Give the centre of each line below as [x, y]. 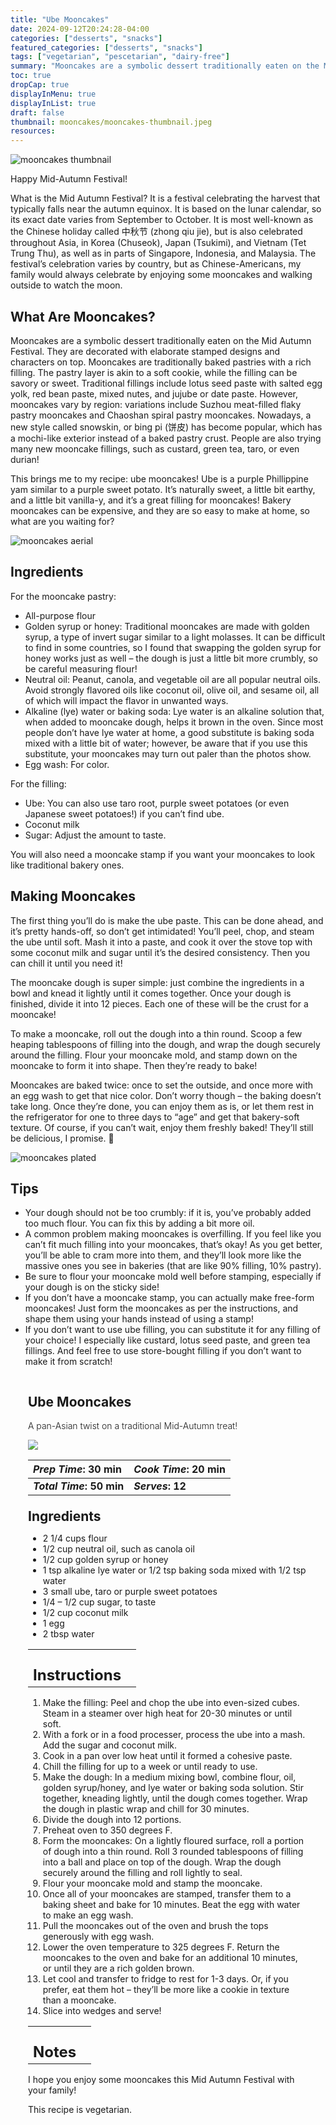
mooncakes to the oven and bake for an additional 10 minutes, [170, 1958]
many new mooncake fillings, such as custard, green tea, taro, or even [155, 448]
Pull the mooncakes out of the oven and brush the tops [155, 1926]
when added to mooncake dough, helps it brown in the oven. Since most [174, 722]
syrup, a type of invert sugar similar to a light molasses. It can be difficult [175, 637]
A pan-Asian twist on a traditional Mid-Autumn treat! [133, 1426]
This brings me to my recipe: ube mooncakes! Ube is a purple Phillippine [159, 478]
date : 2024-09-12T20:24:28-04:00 [80, 29]
